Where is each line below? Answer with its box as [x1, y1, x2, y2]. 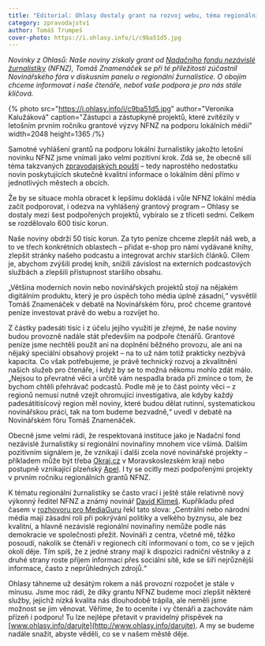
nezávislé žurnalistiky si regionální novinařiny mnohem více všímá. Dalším [8, 439, 248, 449]
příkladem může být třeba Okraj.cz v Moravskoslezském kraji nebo [8, 456, 225, 466]
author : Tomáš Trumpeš [8, 26, 83, 34]
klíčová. [8, 88, 34, 99]
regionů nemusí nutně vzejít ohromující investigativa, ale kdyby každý [8, 390, 234, 400]
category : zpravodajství [8, 19, 90, 27]
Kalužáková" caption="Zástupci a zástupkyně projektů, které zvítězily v [8, 112, 241, 122]
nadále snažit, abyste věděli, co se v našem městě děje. [8, 629, 189, 639]
